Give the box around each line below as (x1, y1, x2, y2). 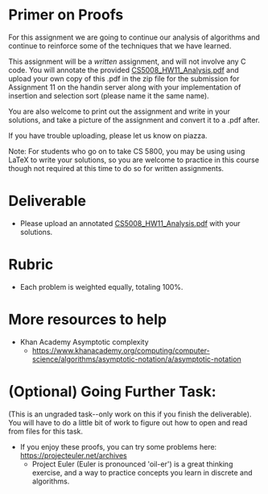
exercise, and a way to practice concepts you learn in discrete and (31, 467, 253, 477)
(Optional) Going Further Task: (8, 382, 216, 400)
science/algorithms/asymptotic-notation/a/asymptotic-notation (31, 354, 241, 364)
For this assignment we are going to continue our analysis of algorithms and (8, 32, 260, 42)
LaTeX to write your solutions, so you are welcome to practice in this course (8, 155, 260, 165)
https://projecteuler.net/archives (19, 450, 127, 460)
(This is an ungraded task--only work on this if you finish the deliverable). (8, 409, 252, 419)
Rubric (8, 256, 54, 274)
